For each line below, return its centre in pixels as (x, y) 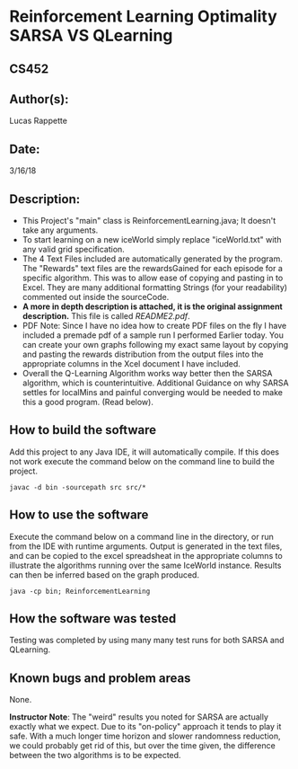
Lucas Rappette (38, 121)
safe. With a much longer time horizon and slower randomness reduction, (145, 736)
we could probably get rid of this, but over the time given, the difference (142, 746)
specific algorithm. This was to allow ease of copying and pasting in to (153, 278)
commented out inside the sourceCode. (96, 297)
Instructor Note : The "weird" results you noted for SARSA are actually (139, 717)
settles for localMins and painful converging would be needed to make (152, 393)
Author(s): (39, 99)
